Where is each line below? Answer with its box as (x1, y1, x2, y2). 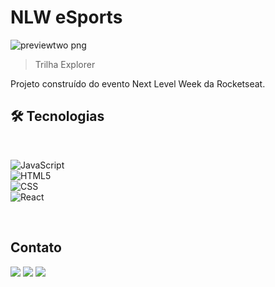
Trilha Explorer (34, 58, 96, 70)
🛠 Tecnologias (10, 108, 105, 125)
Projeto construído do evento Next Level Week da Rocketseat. (10, 77, 266, 90)
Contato (10, 239, 62, 256)
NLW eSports (10, 6, 123, 29)
